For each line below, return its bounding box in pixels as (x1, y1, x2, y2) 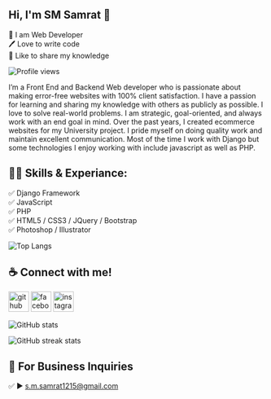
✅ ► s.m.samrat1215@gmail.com (8, 381, 119, 391)
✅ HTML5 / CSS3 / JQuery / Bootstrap (8, 215, 138, 225)
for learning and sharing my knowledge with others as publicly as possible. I (8, 99, 264, 109)
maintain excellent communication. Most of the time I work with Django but (8, 134, 260, 143)
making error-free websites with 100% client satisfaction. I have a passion (8, 90, 256, 100)
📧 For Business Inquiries (8, 359, 133, 373)
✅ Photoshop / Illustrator (8, 225, 91, 235)
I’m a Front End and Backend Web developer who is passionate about (8, 82, 242, 92)
